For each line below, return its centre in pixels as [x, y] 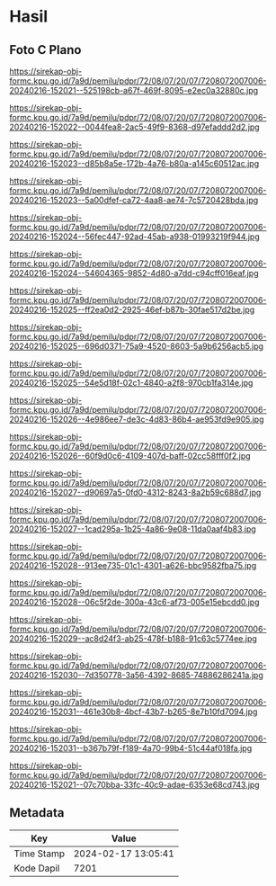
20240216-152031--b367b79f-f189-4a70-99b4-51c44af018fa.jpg [131, 748]
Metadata [37, 813]
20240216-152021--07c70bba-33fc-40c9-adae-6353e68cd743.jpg [134, 785]
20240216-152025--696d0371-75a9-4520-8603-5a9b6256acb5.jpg [136, 346]
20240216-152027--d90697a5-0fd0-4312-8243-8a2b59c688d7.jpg [135, 492]
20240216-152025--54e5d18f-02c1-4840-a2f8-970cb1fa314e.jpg [131, 383]
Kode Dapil [37, 868]
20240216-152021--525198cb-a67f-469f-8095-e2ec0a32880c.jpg [134, 90]
